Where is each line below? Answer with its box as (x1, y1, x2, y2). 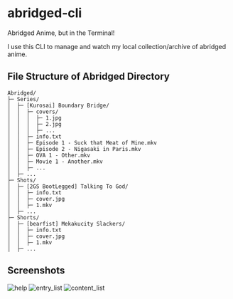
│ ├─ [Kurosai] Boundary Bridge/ (7, 102, 110, 109)
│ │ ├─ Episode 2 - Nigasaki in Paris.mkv (7, 145, 141, 152)
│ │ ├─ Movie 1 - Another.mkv (7, 158, 103, 165)
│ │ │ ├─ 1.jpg (7, 114, 62, 122)
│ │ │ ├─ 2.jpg (7, 120, 62, 127)
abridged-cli (7, 5, 82, 21)
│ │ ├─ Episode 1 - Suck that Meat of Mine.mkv (7, 139, 158, 147)
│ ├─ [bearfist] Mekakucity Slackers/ (7, 220, 126, 227)
